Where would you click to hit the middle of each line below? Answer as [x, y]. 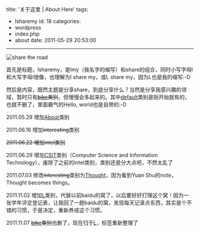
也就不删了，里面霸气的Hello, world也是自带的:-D [66, 104]
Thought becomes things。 [40, 183]
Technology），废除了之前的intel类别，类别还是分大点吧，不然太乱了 [90, 162]
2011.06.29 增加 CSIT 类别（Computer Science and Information [82, 155]
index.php [27, 34]
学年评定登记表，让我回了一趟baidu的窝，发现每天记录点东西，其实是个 [99, 203]
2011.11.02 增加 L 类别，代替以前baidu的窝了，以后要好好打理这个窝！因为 [95, 195]
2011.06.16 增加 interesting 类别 [43, 130]
